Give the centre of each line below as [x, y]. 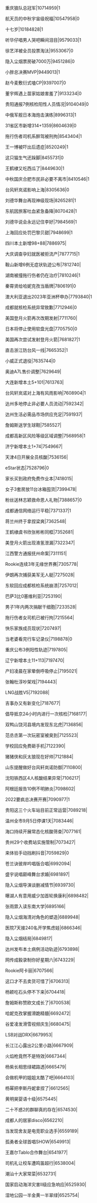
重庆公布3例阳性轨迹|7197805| [36, 650]
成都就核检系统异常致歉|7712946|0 [41, 307]
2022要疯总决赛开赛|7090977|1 [37, 799]
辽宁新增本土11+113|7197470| [35, 660]
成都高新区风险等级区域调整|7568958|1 [45, 436]
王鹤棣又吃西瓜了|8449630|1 [35, 168]
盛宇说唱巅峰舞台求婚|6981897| [37, 874]
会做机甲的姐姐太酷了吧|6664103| [40, 1077]
